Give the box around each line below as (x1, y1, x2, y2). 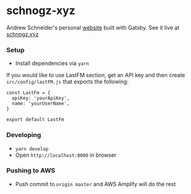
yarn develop (15, 146, 49, 152)
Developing (6, 131, 42, 140)
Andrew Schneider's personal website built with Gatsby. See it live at (6, 24, 179, 31)
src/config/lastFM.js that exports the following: (6, 78, 129, 86)
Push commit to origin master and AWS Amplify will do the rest (15, 180, 176, 187)
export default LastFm (6, 117, 64, 123)
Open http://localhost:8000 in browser (15, 151, 117, 159)
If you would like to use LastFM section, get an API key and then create (6, 72, 185, 79)
